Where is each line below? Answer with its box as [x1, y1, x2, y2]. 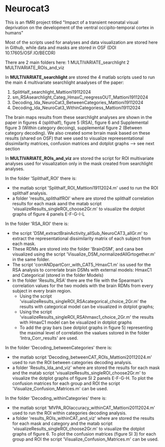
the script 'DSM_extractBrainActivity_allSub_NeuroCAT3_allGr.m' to [12, 230, 148, 236]
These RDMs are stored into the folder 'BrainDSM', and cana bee [12, 246, 143, 252]
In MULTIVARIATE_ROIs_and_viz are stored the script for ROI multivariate [5, 155, 154, 161]
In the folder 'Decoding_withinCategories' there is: [5, 395, 107, 401]
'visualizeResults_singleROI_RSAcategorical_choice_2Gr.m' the [19, 298, 147, 304]
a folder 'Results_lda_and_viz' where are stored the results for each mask [12, 365, 160, 371]
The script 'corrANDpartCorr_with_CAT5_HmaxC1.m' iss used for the [12, 261, 151, 267]
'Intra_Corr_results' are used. [19, 335, 79, 341]
